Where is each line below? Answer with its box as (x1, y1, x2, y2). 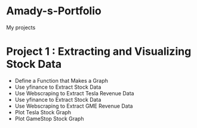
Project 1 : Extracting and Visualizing (6, 45, 192, 58)
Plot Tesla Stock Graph (14, 108, 72, 115)
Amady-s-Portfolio (6, 4, 101, 18)
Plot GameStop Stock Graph (14, 115, 84, 122)
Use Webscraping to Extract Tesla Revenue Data (14, 89, 134, 96)
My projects (6, 24, 36, 31)
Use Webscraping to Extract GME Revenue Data (14, 102, 133, 110)
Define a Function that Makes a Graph (14, 77, 109, 84)
